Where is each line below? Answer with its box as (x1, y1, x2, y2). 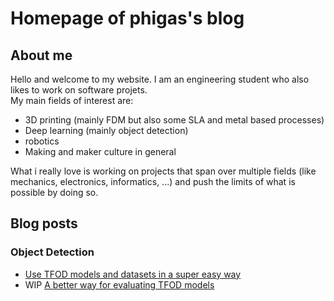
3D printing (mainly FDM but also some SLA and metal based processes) (24, 114, 325, 126)
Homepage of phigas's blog (10, 7, 245, 30)
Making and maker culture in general (24, 146, 177, 157)
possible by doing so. (10, 187, 99, 198)
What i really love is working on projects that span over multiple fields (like (10, 165, 317, 177)
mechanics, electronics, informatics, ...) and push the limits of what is (10, 176, 296, 187)
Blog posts (10, 215, 78, 232)
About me (10, 47, 73, 64)
